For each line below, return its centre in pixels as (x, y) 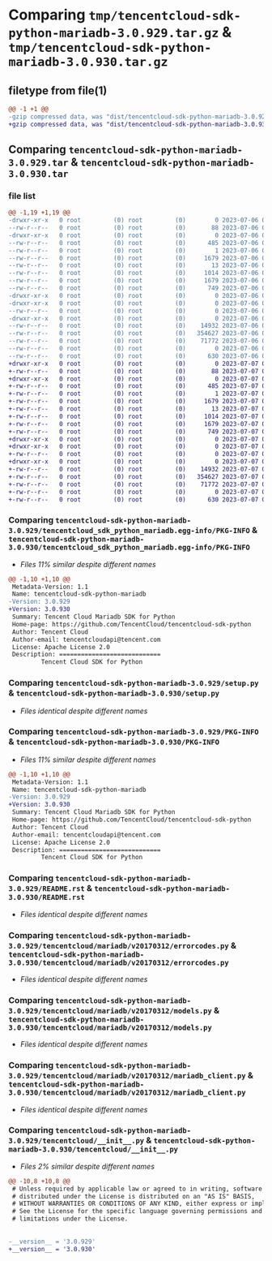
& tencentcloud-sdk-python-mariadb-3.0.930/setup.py (114, 693)
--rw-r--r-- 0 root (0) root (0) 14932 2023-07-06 (134, 326)
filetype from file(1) (58, 90)
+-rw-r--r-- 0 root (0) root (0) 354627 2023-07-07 (134, 476)
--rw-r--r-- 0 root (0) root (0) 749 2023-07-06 (134, 288)
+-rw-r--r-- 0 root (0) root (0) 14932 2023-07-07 (134, 469)
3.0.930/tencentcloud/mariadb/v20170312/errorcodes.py (119, 962)
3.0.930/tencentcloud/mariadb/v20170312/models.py (110, 1027)
